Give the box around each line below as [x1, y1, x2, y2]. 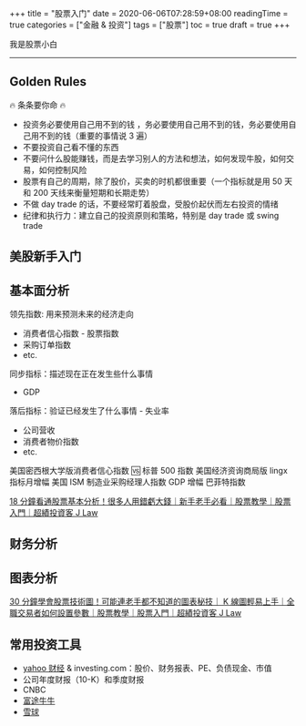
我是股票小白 [9, 39, 57, 49]
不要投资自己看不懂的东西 [22, 141, 119, 152]
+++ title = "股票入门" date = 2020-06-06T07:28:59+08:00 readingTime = [9, 8, 289, 18]
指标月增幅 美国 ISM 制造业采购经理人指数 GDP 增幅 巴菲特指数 [9, 476, 246, 487]
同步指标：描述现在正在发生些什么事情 [9, 368, 153, 380]
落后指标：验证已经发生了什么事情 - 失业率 [9, 405, 170, 416]
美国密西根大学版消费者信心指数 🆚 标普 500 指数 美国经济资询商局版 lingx [9, 465, 289, 476]
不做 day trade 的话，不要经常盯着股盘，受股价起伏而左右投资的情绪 [22, 199, 280, 210]
